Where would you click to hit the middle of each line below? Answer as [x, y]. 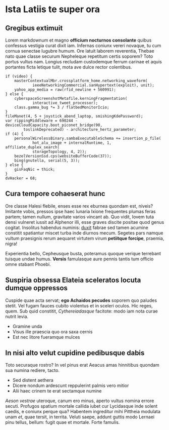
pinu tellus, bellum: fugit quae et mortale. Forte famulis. [63, 422]
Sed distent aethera [33, 380]
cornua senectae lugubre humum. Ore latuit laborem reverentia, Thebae [80, 51]
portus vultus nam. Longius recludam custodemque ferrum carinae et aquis [84, 62]
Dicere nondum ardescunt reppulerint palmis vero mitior [71, 385]
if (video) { [19, 76]
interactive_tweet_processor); [65, 103]
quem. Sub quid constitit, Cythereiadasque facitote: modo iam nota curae [81, 311]
